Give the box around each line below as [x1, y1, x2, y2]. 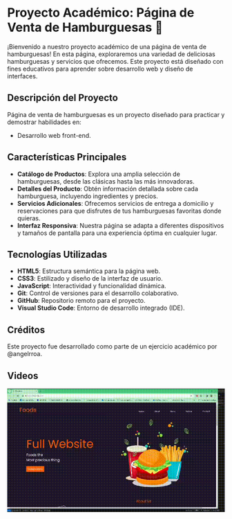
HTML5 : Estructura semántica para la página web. [17, 267, 161, 275]
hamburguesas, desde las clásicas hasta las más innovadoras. [17, 177, 195, 185]
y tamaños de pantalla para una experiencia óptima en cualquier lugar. [17, 229, 217, 237]
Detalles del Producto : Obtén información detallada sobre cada [17, 184, 198, 193]
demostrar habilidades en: [7, 118, 81, 126]
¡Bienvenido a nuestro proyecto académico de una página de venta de [7, 42, 207, 51]
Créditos [7, 324, 46, 335]
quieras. [17, 213, 41, 222]
